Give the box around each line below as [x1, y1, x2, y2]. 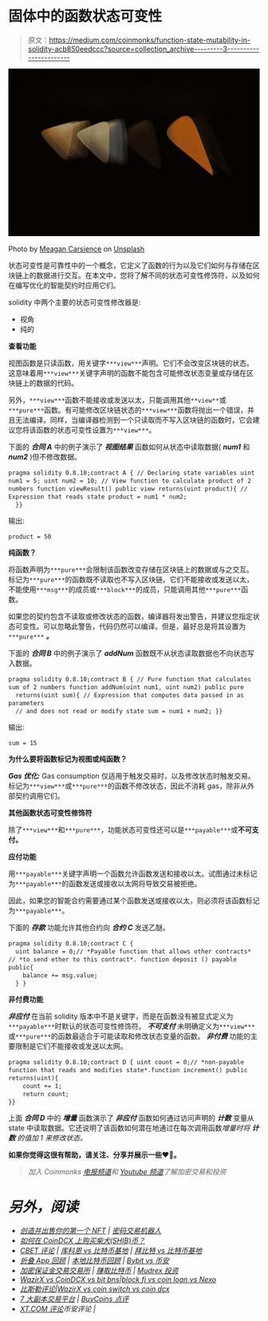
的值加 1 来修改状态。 [17, 1133, 88, 1142]
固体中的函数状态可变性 [8, 7, 163, 26]
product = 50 [8, 532, 52, 541]
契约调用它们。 [14, 791, 65, 800]
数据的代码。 [35, 378, 78, 388]
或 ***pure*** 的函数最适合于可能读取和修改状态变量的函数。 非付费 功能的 [8, 1031, 251, 1041]
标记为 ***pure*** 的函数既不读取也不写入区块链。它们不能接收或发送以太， [8, 574, 254, 584]
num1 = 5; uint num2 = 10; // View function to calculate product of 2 [8, 476, 251, 485]
